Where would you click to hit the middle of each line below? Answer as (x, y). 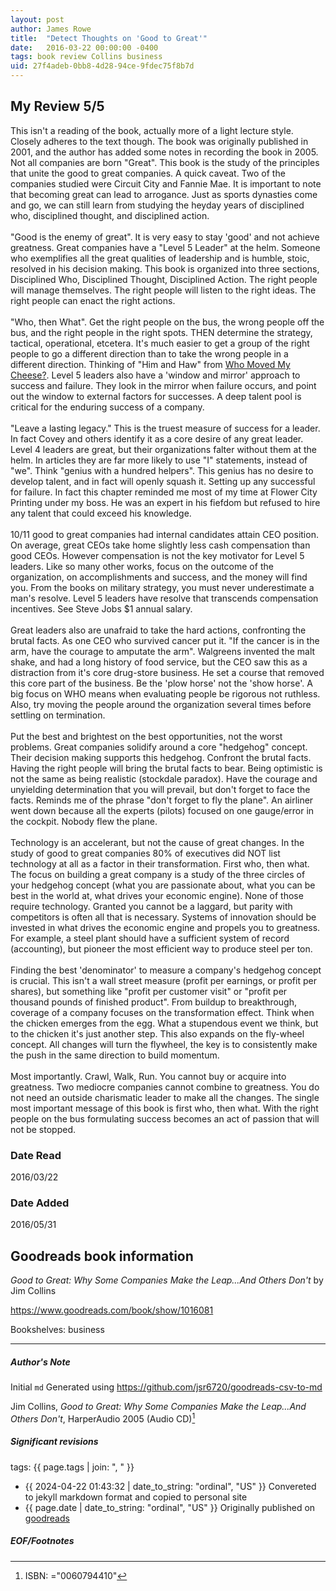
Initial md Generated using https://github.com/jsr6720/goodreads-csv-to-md (166, 1387)
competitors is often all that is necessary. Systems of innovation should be (163, 917)
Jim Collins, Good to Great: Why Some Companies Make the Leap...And (158, 1407)
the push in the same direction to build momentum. (115, 1055)
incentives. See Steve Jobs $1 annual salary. (101, 608)
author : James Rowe (51, 29)
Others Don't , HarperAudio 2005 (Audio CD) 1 (103, 1418)
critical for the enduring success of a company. (107, 407)
